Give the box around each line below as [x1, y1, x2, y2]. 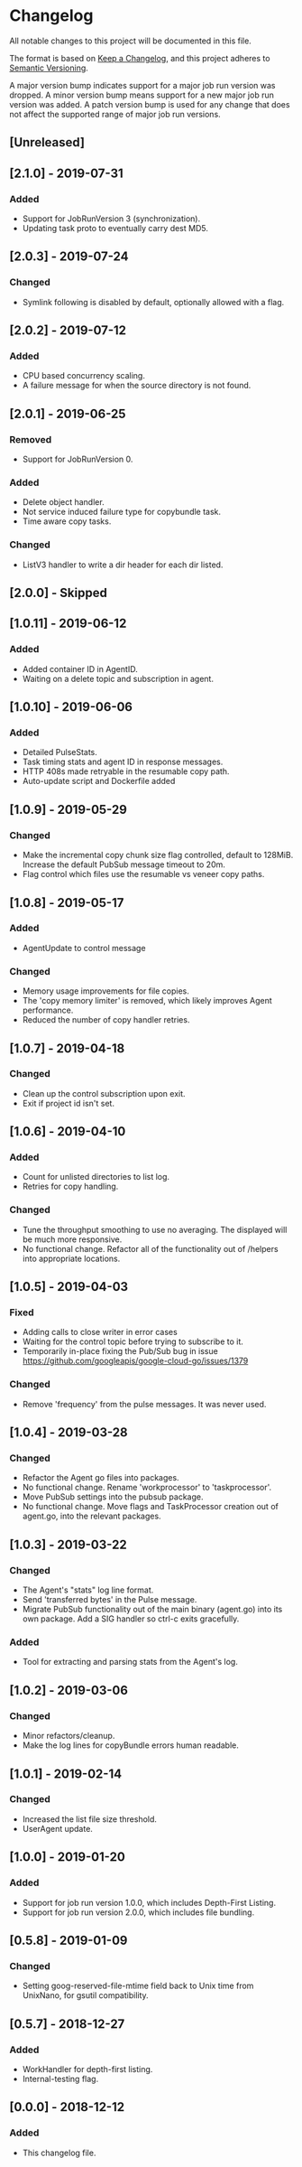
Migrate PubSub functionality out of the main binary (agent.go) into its [22, 1604, 283, 1615]
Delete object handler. [22, 497, 105, 508]
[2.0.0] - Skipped [9, 585, 108, 601]
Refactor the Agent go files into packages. [22, 1472, 179, 1483]
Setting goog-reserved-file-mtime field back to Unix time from [22, 1980, 254, 1992]
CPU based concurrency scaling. [22, 370, 146, 381]
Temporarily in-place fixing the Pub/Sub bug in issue [22, 1346, 218, 1357]
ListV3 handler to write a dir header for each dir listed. [22, 559, 224, 570]
